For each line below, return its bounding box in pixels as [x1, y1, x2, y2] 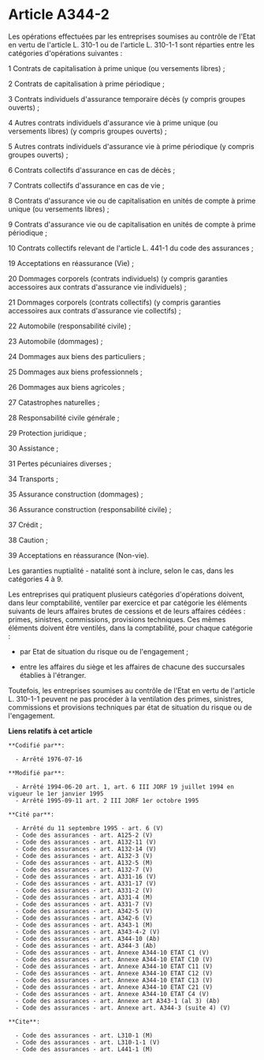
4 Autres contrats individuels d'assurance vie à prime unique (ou [8, 118, 218, 127]
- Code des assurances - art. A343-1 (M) [15, 921, 154, 929]
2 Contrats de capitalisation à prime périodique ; [8, 79, 165, 88]
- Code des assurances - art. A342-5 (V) [15, 907, 154, 915]
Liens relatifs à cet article [8, 726, 93, 736]
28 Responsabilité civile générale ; [8, 413, 120, 422]
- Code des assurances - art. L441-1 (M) [15, 1045, 154, 1053]
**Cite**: [8, 1017, 41, 1025]
